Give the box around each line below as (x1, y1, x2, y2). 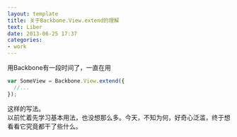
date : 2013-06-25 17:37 (7, 30, 78, 37)
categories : (7, 37, 42, 44)
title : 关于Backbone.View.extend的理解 (7, 17, 120, 24)
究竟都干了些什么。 (25, 121, 82, 131)
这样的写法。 (7, 104, 45, 113)
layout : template (7, 10, 59, 18)
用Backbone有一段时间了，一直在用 (7, 64, 112, 71)
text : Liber (7, 23, 42, 30)
